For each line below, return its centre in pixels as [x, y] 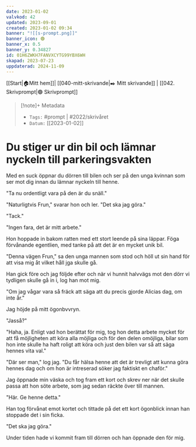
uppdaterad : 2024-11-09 [35, 66]
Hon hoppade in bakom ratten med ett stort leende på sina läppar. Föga [93, 239]
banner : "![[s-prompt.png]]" [42, 33]
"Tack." [15, 216]
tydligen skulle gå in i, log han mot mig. [54, 280]
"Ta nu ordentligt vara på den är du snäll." [57, 193]
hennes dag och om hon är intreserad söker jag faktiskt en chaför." [87, 368]
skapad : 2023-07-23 [30, 61]
